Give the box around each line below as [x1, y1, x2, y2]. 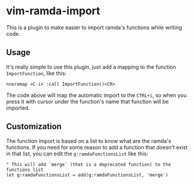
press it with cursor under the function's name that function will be [6, 98, 169, 105]
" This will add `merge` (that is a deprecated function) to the [6, 161, 171, 167]
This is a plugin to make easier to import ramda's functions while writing [6, 24, 182, 31]
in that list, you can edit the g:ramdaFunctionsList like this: [6, 150, 148, 157]
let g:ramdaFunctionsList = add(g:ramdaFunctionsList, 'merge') [6, 171, 168, 178]
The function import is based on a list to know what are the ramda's [6, 137, 171, 144]
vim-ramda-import [6, 4, 101, 18]
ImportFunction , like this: [6, 70, 67, 77]
